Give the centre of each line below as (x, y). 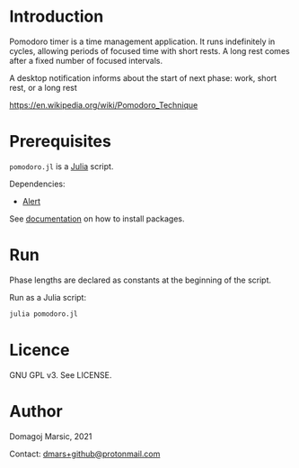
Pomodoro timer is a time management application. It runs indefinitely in (142, 41)
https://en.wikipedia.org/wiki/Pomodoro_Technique (104, 104)
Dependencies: (37, 184)
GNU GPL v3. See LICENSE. (61, 374)
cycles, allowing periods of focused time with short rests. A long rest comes (149, 50)
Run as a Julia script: (48, 297)
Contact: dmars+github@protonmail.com (85, 454)
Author (36, 411)
